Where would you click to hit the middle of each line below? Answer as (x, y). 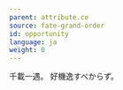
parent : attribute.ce (49, 17)
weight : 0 (27, 50)
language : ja (33, 42)
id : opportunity (39, 34)
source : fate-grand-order (57, 26)
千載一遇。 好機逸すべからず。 (64, 77)
